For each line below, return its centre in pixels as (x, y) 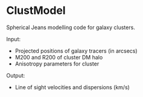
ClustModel (36, 11)
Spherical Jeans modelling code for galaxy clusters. (71, 27)
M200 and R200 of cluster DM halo (59, 57)
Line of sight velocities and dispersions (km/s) (72, 87)
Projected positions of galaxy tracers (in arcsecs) (76, 51)
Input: (14, 39)
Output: (16, 75)
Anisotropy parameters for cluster (57, 64)
